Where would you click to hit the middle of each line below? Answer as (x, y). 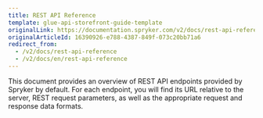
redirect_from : (33, 45)
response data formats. (46, 105)
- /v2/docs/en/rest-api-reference (71, 59)
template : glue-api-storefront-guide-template (85, 23)
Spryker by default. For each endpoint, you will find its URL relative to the (126, 89)
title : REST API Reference (52, 15)
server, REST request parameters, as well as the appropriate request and (125, 98)
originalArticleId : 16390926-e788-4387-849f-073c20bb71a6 (104, 37)
